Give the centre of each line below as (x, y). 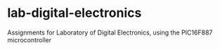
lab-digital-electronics (75, 13)
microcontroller (29, 39)
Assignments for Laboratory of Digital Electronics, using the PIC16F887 (110, 32)
